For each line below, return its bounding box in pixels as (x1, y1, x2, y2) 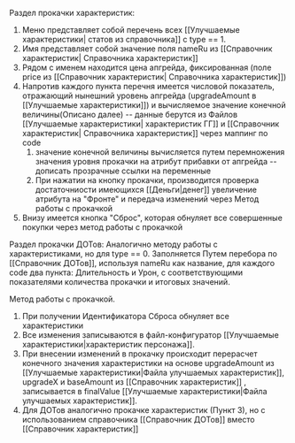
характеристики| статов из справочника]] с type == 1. (21, 34, 226, 44)
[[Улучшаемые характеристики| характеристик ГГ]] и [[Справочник (21, 118, 280, 129)
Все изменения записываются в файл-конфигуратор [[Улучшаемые (21, 330, 279, 340)
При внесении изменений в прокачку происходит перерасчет (21, 348, 258, 359)
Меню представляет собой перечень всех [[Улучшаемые (21, 25, 241, 34)
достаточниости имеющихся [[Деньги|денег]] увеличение (35, 185, 257, 195)
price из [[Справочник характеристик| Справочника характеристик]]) (21, 72, 287, 82)
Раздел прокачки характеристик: (9, 8, 136, 18)
